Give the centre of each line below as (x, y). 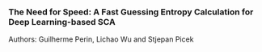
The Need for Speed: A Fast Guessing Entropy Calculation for (131, 12)
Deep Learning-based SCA (62, 22)
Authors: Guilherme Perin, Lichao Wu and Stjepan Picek (101, 39)
